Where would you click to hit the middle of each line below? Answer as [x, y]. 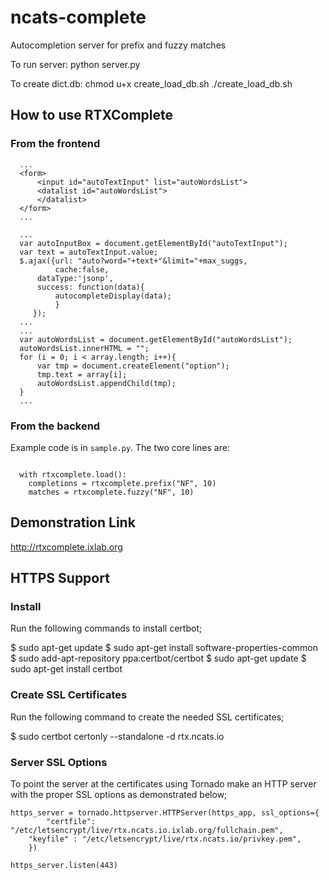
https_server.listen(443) [64, 866]
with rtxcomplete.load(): [73, 474]
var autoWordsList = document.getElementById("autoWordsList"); [156, 339]
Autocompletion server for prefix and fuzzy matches [118, 45]
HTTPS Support [60, 578]
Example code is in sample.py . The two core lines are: [120, 447]
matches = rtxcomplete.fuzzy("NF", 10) [111, 492]
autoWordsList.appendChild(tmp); [106, 383]
